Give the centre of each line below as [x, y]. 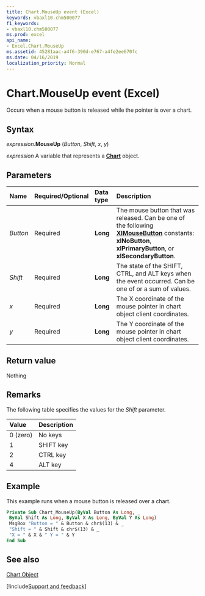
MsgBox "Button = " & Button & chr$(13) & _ [66, 524]
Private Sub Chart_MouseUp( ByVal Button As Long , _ [73, 512]
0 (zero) [21, 435]
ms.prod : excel [26, 35]
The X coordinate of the [150, 299]
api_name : [19, 40]
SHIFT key [53, 445]
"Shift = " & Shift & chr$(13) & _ [54, 529]
